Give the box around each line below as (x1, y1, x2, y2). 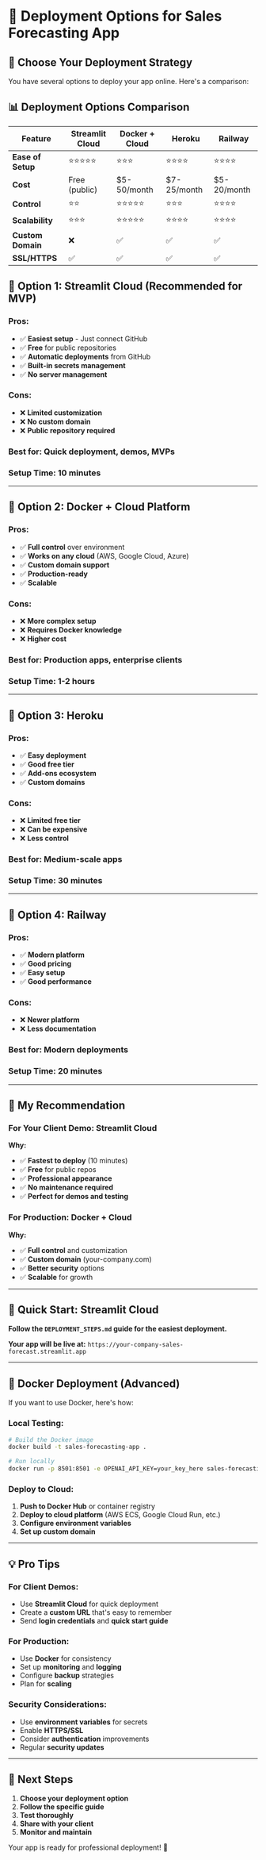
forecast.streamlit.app (8, 1348, 87, 1356)
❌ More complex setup (19, 617, 97, 625)
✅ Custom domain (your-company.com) (19, 1254, 152, 1264)
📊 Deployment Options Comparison (8, 101, 190, 114)
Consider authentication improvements (19, 1734, 150, 1743)
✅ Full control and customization (19, 1245, 128, 1255)
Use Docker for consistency (19, 1654, 112, 1663)
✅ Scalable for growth (19, 1272, 93, 1282)
